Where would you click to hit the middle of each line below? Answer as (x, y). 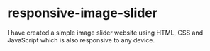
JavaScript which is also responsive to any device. (81, 40)
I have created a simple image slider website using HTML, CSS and (105, 33)
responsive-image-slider (83, 13)
